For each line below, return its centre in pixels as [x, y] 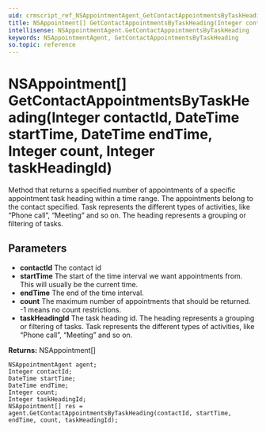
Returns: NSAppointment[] [52, 350]
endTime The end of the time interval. [82, 293]
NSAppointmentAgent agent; [53, 365]
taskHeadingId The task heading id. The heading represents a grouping [137, 318]
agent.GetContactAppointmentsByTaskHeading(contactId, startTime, [120, 413]
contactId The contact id [60, 267]
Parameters [38, 249]
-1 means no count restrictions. [70, 309]
